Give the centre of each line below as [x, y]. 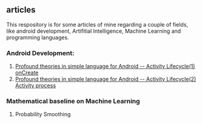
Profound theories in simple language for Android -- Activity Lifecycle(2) [106, 79]
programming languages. [38, 37]
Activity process [35, 86]
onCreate [27, 73]
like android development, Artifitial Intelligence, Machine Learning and [94, 31]
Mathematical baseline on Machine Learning [73, 101]
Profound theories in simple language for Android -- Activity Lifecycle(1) [105, 67]
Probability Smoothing [43, 114]
